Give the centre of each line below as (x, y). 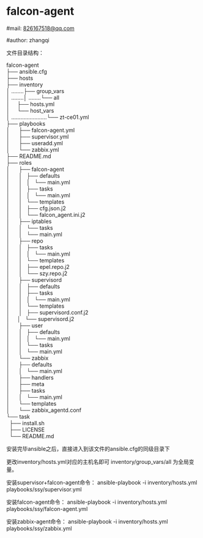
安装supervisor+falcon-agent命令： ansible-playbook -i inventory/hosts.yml (102, 482)
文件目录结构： (25, 53)
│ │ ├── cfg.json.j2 (36, 208)
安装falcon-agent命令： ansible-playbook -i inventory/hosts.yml (87, 502)
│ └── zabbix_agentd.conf (44, 410)
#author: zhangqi (28, 40)
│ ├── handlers (30, 377)
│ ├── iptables (29, 221)
